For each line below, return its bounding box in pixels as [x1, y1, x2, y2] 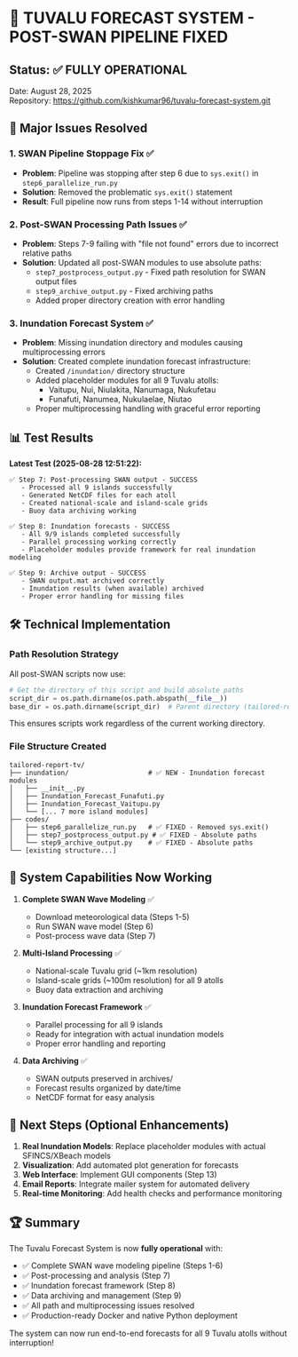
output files [35, 275, 77, 287]
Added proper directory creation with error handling [35, 295, 225, 306]
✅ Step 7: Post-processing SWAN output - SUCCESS [9, 475, 198, 485]
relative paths [21, 248, 73, 258]
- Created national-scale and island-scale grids [20, 499, 208, 508]
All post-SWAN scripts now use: [9, 668, 126, 678]
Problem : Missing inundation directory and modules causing [21, 337, 243, 348]
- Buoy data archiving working [20, 506, 137, 516]
